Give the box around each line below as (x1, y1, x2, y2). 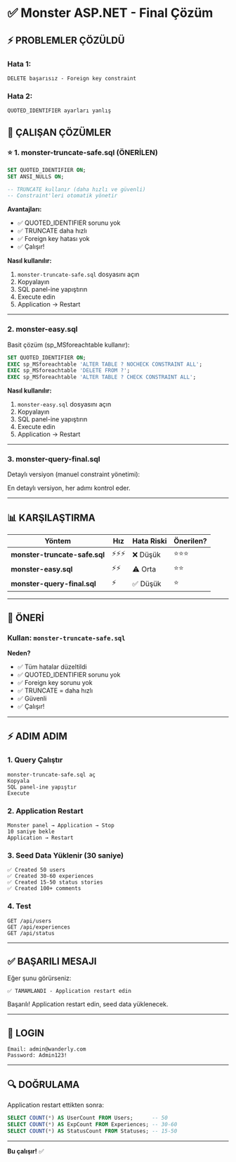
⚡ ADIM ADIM (7, 731, 68, 743)
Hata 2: (7, 91, 33, 101)
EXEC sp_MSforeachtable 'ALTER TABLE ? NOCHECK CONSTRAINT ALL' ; (7, 361, 202, 368)
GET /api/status (7, 929, 55, 937)
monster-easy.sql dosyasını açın (17, 400, 112, 409)
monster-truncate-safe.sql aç (7, 771, 96, 778)
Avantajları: (7, 205, 42, 214)
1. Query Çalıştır (7, 755, 63, 765)
